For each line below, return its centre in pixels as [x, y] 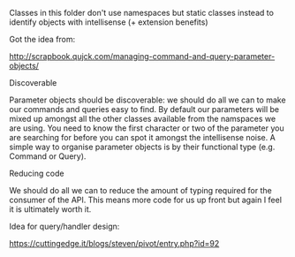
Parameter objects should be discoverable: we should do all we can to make [147, 100]
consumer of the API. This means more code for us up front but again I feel [146, 200]
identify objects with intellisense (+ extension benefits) [109, 22]
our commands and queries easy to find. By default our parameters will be [144, 109]
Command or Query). [48, 156]
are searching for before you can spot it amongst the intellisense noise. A [142, 137]
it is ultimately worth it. [50, 209]
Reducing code [37, 173]
